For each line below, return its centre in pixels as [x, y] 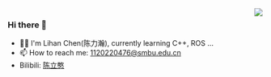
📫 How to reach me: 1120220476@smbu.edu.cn [100, 53]
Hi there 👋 [28, 25]
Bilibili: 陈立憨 [42, 65]
